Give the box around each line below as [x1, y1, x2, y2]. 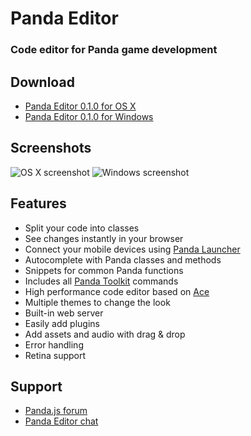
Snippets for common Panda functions [24, 264, 184, 276]
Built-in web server [24, 307, 104, 319]
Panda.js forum [24, 405, 88, 417]
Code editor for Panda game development [10, 43, 218, 57]
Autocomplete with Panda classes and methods [24, 253, 222, 266]
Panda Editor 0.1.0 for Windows [24, 110, 154, 122]
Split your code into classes [24, 222, 140, 234]
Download [10, 73, 75, 91]
